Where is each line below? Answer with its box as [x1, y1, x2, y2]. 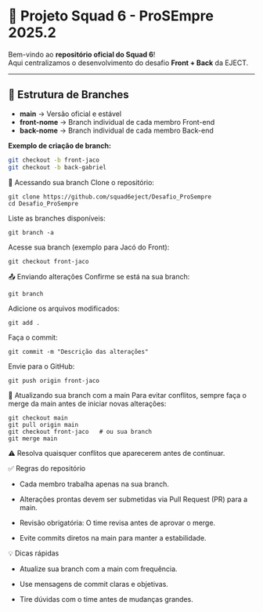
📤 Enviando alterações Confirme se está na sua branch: [8, 271, 190, 281]
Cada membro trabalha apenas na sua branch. [19, 479, 170, 489]
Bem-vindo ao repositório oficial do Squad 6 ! [8, 49, 156, 59]
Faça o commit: [8, 333, 58, 342]
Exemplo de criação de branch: [8, 140, 112, 150]
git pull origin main [8, 421, 79, 428]
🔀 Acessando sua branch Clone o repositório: [8, 177, 155, 187]
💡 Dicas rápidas [8, 548, 59, 558]
